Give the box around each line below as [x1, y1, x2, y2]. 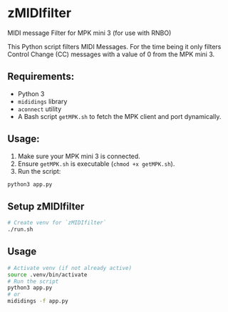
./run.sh [7, 226, 33, 233]
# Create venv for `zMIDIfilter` [7, 219, 107, 227]
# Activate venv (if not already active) [7, 264, 133, 271]
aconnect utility [17, 105, 62, 113]
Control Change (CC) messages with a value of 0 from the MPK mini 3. [7, 50, 215, 58]
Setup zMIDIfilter [7, 200, 85, 212]
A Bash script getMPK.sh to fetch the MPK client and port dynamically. [17, 112, 222, 120]
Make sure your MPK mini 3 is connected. [17, 152, 140, 160]
